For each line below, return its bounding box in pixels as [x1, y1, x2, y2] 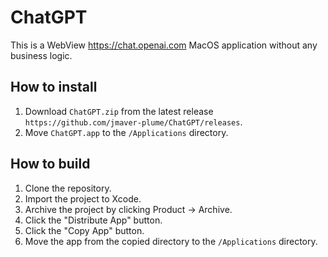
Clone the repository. [24, 182, 112, 194]
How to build [10, 156, 91, 173]
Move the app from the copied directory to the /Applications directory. [24, 235, 318, 247]
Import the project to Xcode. [24, 192, 142, 205]
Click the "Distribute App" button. [24, 214, 163, 226]
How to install [10, 79, 98, 96]
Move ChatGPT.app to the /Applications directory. [24, 126, 229, 138]
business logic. [10, 49, 73, 61]
